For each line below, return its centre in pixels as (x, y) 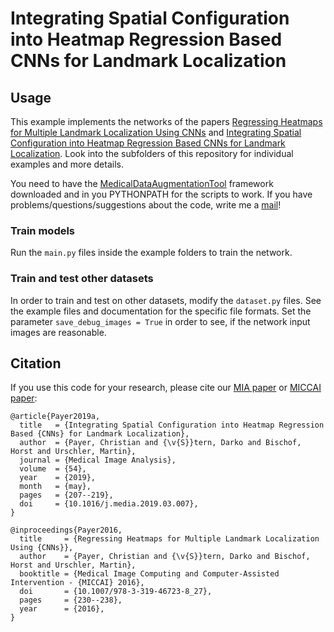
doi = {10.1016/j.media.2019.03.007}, (109, 504)
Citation (36, 363)
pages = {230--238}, (71, 600)
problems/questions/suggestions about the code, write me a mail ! (146, 205)
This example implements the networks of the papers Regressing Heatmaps (166, 121)
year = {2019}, (58, 478)
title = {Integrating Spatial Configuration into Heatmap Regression (172, 425)
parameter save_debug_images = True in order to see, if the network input (160, 321)
